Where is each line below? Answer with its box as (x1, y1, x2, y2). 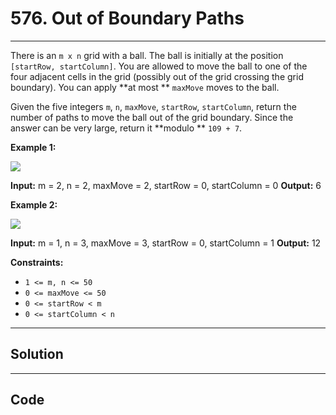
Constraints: (10, 256, 64, 268)
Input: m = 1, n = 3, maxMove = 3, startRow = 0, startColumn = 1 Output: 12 (10, 237, 322, 249)
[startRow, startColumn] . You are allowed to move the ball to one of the (10, 60, 308, 72)
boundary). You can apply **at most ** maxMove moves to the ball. (10, 81, 280, 93)
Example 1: (10, 141, 57, 153)
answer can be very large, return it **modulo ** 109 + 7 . (10, 122, 243, 134)
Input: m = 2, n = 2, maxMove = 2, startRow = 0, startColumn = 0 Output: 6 (10, 179, 322, 191)
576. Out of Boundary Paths (10, 7, 245, 30)
